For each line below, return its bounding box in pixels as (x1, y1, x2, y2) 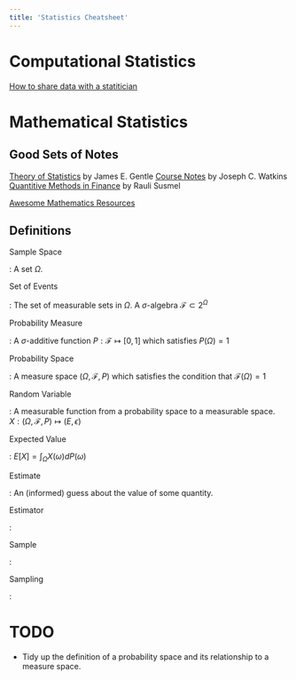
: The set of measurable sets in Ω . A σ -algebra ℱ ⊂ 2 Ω (9, 299, 208, 311)
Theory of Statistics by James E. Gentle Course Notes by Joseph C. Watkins (9, 171, 288, 181)
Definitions (9, 223, 72, 238)
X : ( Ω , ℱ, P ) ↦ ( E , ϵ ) (9, 416, 82, 427)
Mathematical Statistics (9, 112, 189, 132)
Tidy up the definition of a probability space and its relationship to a (21, 651, 269, 662)
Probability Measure (9, 317, 83, 329)
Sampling (9, 573, 44, 584)
